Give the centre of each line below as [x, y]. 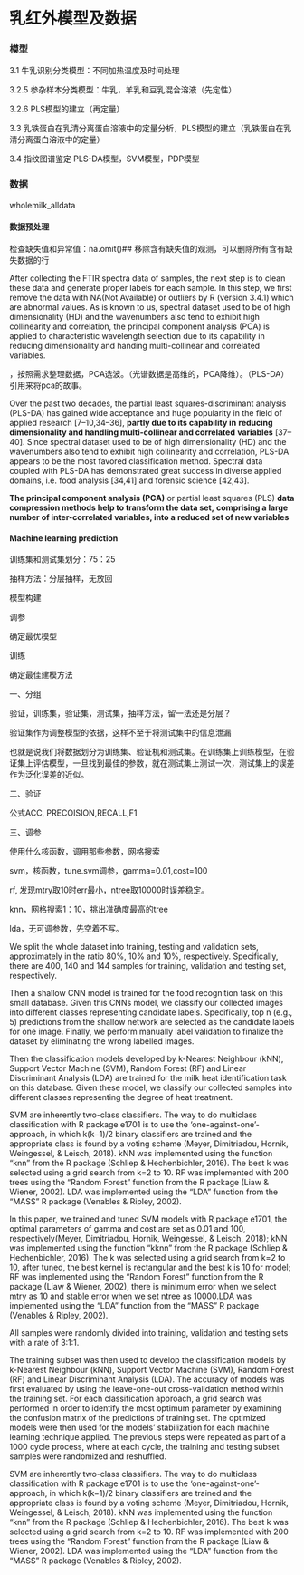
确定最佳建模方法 [41, 675]
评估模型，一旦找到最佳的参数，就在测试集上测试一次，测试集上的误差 [164, 763]
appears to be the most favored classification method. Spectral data [136, 461]
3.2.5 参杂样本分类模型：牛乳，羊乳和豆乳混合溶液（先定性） [123, 90]
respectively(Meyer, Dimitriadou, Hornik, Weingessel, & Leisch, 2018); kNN [148, 1239]
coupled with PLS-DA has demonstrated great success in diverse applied [146, 470]
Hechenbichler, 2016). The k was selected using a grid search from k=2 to [147, 1258]
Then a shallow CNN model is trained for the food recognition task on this [146, 993]
